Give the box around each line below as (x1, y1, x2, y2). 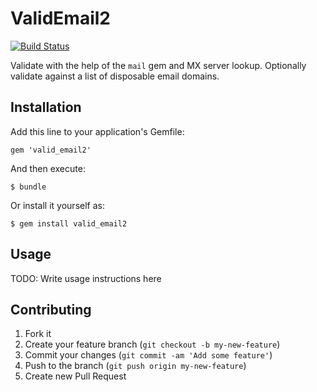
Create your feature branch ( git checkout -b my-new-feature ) (24, 338, 281, 351)
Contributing (10, 301, 92, 318)
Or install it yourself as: (10, 199, 105, 211)
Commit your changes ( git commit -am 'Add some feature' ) (24, 349, 273, 361)
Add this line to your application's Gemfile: (10, 125, 185, 137)
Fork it (24, 328, 52, 340)
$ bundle (10, 182, 47, 192)
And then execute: (10, 162, 86, 174)
